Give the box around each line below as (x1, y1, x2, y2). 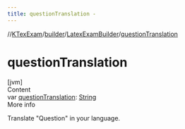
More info (7, 100, 36, 109)
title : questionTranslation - (7, 10, 97, 18)
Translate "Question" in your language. (7, 113, 121, 122)
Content (7, 85, 31, 94)
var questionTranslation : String (7, 92, 97, 101)
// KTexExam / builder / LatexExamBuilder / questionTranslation (7, 30, 179, 38)
